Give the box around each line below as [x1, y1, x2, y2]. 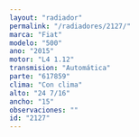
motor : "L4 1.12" [9, 55, 75, 64]
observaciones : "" [9, 105, 79, 114]
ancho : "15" [9, 96, 54, 106]
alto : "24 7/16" [9, 88, 70, 97]
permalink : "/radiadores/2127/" [9, 22, 131, 31]
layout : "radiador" [9, 13, 83, 23]
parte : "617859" [9, 72, 70, 81]
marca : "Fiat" [9, 30, 63, 39]
